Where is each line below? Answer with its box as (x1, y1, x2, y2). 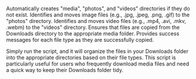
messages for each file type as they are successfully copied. (6, 37, 154, 43)
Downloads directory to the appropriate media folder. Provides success (6, 30, 179, 37)
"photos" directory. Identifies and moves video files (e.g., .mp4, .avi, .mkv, (6, 18, 187, 24)
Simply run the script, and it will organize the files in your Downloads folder (6, 48, 189, 55)
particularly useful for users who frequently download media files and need (6, 60, 190, 67)
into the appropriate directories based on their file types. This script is (6, 54, 176, 61)
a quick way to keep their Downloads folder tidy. (6, 67, 124, 73)
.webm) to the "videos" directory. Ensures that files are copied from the (6, 24, 180, 31)
